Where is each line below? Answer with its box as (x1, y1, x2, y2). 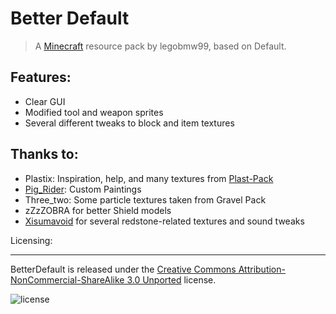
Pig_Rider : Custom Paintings (24, 183, 142, 195)
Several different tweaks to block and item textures (24, 117, 235, 129)
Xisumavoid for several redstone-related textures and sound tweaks (24, 215, 305, 227)
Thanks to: (10, 146, 79, 163)
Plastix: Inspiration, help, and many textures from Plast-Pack (24, 172, 274, 184)
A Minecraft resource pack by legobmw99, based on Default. (34, 40, 287, 52)
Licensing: (10, 234, 53, 246)
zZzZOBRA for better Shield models (24, 204, 172, 216)
